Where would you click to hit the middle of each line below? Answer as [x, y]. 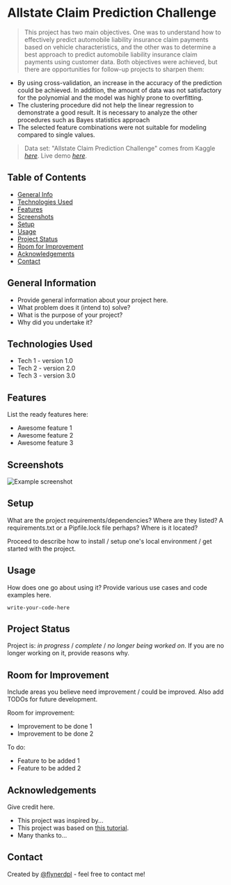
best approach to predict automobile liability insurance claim [111, 54]
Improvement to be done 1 [55, 727]
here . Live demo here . [56, 156]
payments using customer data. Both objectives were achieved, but [121, 61]
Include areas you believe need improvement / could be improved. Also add [115, 692]
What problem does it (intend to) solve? [74, 307]
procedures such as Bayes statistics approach [83, 119]
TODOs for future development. [53, 699]
